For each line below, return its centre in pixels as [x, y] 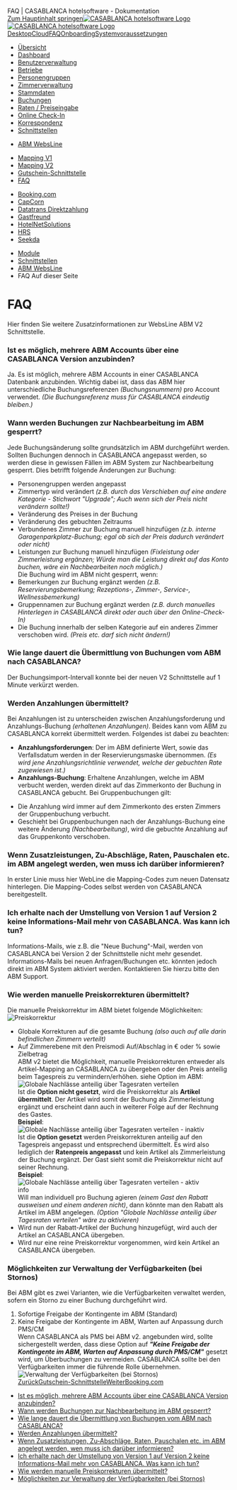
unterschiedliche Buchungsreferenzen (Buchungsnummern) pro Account [114, 390]
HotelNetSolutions [44, 224]
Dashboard [34, 55]
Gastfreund [34, 217]
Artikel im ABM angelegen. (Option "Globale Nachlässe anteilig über [117, 1212]
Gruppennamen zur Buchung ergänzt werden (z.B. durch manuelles [116, 604]
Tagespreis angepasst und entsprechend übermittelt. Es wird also [114, 1145]
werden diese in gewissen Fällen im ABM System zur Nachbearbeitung [110, 462]
